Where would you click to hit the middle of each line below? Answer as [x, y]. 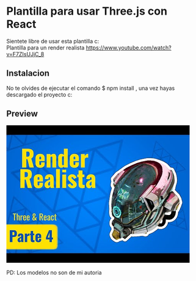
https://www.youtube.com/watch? [129, 48]
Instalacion [28, 74]
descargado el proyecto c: [39, 94]
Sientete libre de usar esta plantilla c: [53, 41]
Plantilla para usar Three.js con [87, 11]
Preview [22, 114]
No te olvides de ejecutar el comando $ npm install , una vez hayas [91, 88]
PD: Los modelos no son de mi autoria [54, 272]
